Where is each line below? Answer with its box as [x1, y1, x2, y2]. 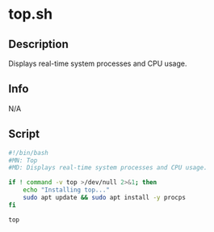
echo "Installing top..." [23, 186, 111, 195]
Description [8, 37, 69, 51]
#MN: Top [8, 156, 38, 165]
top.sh [8, 5, 53, 24]
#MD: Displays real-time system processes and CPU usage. [8, 164, 208, 172]
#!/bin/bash [8, 148, 48, 157]
